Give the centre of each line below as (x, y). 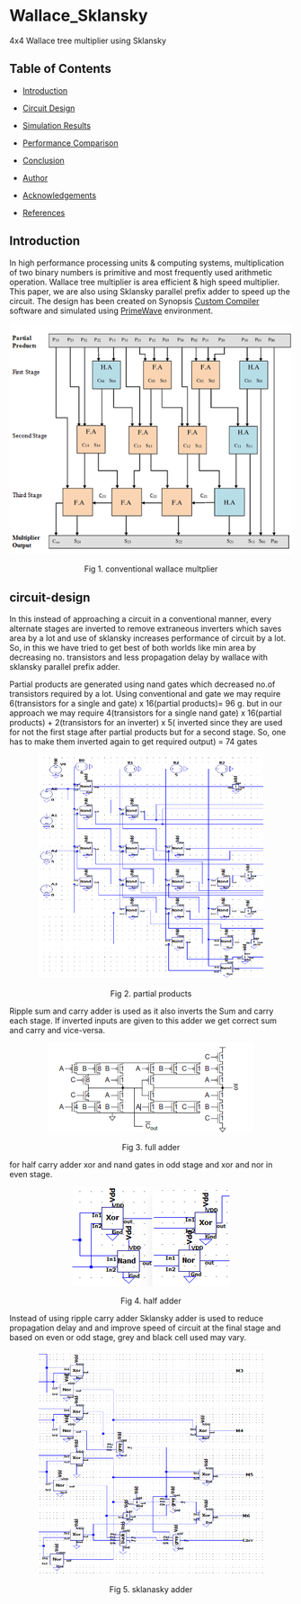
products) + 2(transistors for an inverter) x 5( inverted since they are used (146, 723)
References (44, 212)
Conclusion (43, 160)
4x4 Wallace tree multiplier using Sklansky (88, 41)
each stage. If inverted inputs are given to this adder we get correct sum (143, 1021)
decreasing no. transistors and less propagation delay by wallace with (138, 657)
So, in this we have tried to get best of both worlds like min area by (133, 648)
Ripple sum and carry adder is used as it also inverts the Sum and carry (142, 1011)
